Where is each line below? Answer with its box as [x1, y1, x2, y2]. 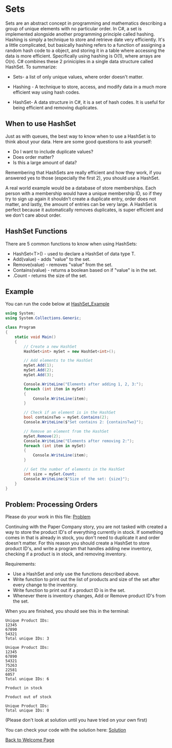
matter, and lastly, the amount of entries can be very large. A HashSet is [5, 201, 158, 207]
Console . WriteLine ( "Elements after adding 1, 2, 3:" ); [24, 381, 144, 387]
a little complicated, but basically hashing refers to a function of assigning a [5, 42, 165, 48]
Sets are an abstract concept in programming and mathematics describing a [5, 20, 166, 26]
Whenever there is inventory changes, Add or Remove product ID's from [12, 593, 166, 599]
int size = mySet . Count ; [24, 471, 77, 477]
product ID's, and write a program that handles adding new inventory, [5, 546, 152, 552]
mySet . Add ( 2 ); [24, 368, 54, 373]
